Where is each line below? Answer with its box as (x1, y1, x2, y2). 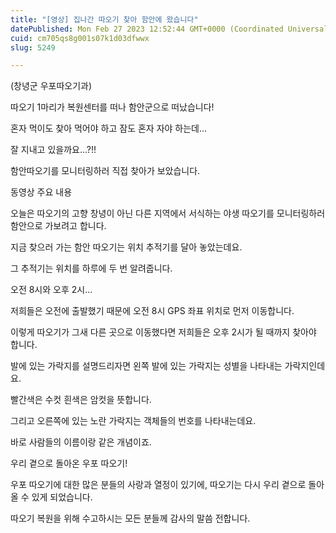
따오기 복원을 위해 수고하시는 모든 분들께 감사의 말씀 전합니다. (10, 512, 251, 525)
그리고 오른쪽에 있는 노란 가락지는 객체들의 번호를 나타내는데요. (10, 415, 257, 427)
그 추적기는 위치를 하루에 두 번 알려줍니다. (10, 262, 173, 275)
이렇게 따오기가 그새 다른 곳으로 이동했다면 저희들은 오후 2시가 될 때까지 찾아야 (10, 326, 317, 338)
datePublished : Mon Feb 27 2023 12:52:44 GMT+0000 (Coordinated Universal (10, 24, 329, 34)
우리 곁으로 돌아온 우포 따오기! (10, 457, 128, 470)
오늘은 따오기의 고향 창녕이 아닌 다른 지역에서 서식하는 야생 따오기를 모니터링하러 (10, 207, 326, 220)
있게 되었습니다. (31, 491, 93, 503)
